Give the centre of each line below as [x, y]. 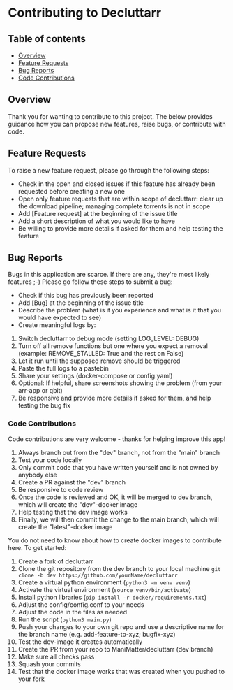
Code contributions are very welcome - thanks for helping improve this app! [117, 439]
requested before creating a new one [71, 191]
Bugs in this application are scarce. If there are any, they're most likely [109, 275]
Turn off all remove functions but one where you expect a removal [113, 346]
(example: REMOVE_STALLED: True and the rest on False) [101, 354]
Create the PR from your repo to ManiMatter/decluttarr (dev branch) [115, 649]
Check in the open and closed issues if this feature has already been [116, 184]
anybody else [38, 475]
